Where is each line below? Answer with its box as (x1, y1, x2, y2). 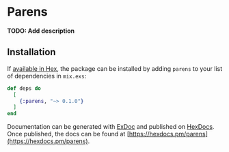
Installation (7, 46, 56, 58)
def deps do (7, 85, 41, 92)
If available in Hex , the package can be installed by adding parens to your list (7, 64, 223, 72)
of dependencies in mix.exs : (7, 72, 87, 80)
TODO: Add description (7, 27, 75, 35)
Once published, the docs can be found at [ (7, 130, 130, 138)
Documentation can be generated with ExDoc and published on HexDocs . (7, 123, 215, 131)
